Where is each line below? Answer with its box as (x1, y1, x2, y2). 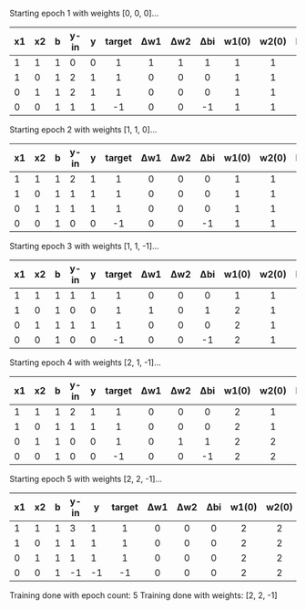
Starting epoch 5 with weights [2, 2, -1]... (9, 474, 162, 484)
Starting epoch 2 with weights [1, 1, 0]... (9, 124, 158, 135)
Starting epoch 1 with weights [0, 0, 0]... (9, 8, 159, 18)
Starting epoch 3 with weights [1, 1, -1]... (9, 241, 159, 251)
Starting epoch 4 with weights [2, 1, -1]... (9, 357, 161, 368)
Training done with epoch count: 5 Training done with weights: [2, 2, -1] (9, 590, 278, 601)
